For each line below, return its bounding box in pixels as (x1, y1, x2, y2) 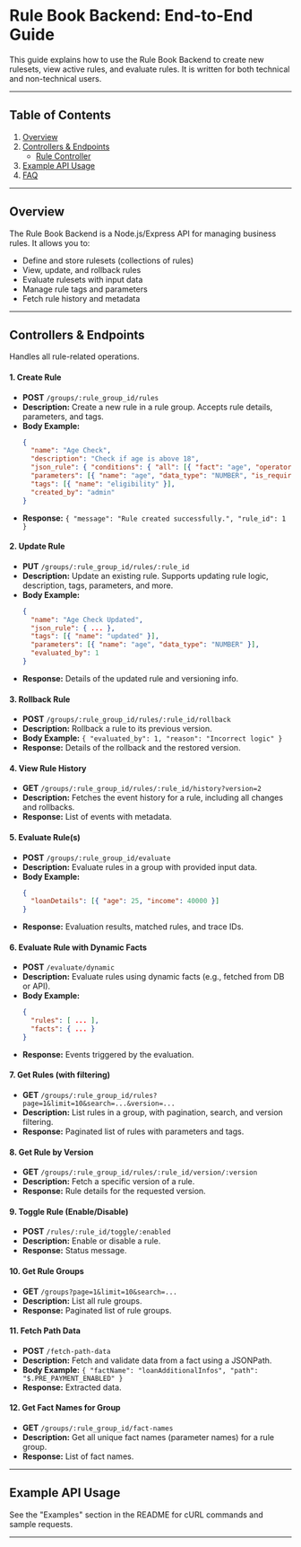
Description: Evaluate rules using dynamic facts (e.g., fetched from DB (21, 971, 285, 982)
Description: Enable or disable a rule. (21, 1235, 161, 1246)
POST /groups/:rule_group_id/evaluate (21, 852, 171, 863)
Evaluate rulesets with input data (21, 274, 143, 285)
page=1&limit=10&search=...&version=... (21, 1099, 176, 1109)
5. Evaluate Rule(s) (9, 831, 81, 842)
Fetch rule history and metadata (21, 293, 141, 303)
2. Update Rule (9, 541, 65, 552)
